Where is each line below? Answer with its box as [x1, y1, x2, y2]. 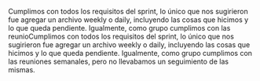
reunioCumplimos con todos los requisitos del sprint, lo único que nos [8, 31, 234, 41]
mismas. [8, 65, 35, 74]
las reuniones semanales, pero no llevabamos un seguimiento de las [8, 57, 229, 66]
